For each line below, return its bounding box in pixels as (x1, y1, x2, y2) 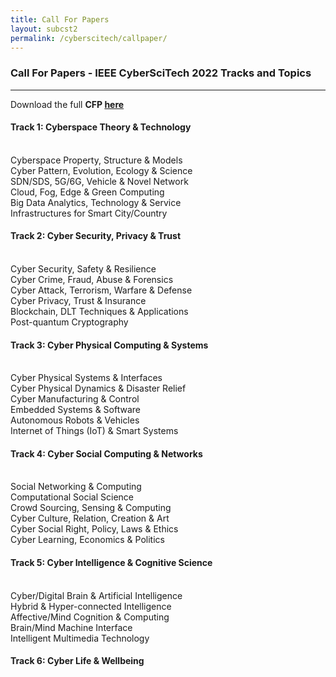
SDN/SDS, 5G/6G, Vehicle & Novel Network (10, 175, 189, 187)
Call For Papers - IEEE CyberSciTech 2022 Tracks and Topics (10, 66, 312, 80)
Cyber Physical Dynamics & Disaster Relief (10, 382, 187, 395)
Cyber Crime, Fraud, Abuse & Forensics (10, 274, 174, 286)
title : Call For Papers (10, 14, 110, 25)
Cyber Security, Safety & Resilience (10, 263, 157, 275)
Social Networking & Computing (10, 481, 142, 493)
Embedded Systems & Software (10, 404, 142, 416)
